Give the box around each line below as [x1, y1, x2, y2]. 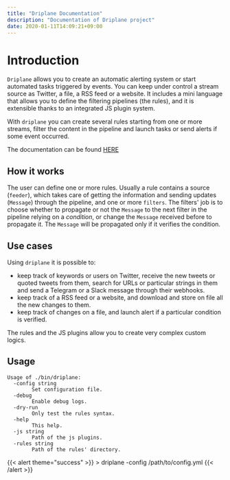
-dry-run [13, 404, 38, 411]
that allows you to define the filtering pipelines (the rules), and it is [7, 97, 194, 105]
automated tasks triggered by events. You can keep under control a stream [7, 82, 219, 91]
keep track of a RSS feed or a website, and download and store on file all [16, 293, 223, 301]
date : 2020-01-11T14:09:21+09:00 [7, 23, 103, 30]
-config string [13, 380, 57, 387]
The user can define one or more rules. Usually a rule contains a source [7, 183, 210, 192]
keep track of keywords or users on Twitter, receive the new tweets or [16, 271, 216, 279]
